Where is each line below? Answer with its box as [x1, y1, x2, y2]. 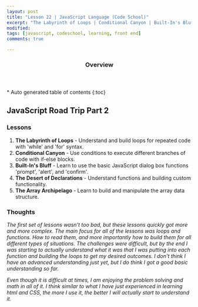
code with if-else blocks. [15, 156, 75, 163]
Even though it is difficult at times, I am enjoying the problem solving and [6, 276, 184, 283]
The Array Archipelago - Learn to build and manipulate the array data [15, 187, 185, 194]
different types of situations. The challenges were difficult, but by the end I [6, 240, 188, 247]
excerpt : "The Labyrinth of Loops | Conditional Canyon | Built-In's [6, 19, 181, 25]
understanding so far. [6, 265, 59, 272]
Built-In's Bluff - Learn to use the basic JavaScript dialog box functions [15, 161, 189, 169]
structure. [15, 193, 39, 200]
